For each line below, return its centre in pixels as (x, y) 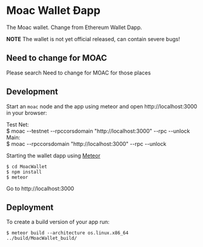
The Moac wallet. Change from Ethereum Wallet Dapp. (74, 27)
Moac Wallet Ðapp (54, 11)
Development (32, 92)
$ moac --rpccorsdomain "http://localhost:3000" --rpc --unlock (86, 143)
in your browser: (27, 113)
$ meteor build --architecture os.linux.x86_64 (68, 233)
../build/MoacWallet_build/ (42, 239)
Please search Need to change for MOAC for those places (79, 73)
